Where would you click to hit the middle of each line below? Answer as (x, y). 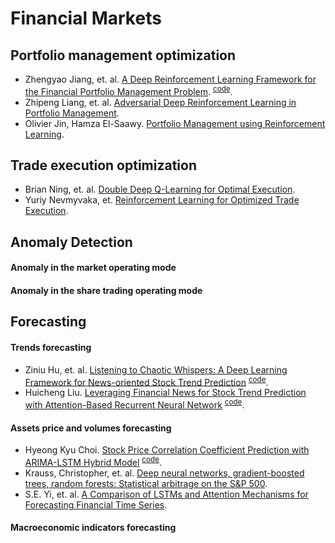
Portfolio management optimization (123, 55)
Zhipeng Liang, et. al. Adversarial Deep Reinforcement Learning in (160, 102)
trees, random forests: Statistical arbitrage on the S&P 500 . (146, 483)
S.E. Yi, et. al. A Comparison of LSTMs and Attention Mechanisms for (166, 494)
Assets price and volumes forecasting (91, 428)
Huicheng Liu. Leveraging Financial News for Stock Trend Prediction (165, 393)
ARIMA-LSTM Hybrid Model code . (93, 461)
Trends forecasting (51, 348)
